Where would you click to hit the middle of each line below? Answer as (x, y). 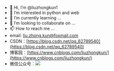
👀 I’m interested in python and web (44, 13)
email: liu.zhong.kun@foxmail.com (44, 35)
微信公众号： (22, 64)
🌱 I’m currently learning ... (35, 18)
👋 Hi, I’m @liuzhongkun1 (34, 8)
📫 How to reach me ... (32, 28)
